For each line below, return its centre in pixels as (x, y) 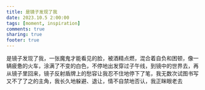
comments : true (26, 29)
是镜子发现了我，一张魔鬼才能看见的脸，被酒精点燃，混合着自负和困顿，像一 (103, 58)
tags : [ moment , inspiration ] (43, 23)
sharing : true (24, 35)
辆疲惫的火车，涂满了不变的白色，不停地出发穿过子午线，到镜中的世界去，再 (103, 66)
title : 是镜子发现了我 (32, 12)
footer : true (23, 40)
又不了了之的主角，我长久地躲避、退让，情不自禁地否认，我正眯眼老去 (95, 81)
